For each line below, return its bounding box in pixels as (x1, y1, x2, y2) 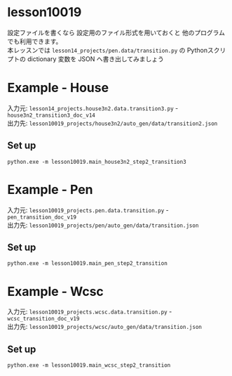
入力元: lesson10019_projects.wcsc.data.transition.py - (7, 307, 172, 316)
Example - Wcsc (7, 283, 104, 299)
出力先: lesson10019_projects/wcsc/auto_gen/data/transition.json (7, 323, 202, 331)
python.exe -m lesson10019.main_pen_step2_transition (7, 260, 168, 267)
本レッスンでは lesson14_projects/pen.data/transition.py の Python (7, 46, 208, 54)
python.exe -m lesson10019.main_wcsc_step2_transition (7, 362, 171, 369)
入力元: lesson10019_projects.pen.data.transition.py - (7, 205, 170, 214)
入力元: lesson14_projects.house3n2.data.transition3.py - (7, 103, 179, 112)
